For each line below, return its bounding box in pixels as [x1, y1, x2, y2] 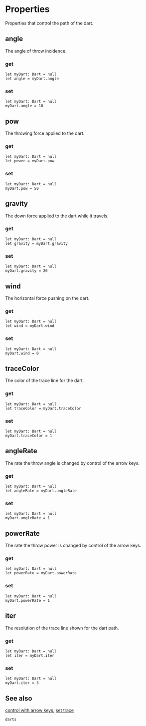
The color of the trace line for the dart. [5, 378, 84, 384]
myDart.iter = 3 [5, 680, 39, 685]
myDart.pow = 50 [5, 186, 39, 191]
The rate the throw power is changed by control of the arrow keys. [5, 542, 142, 549]
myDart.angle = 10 [5, 104, 43, 109]
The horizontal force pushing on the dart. [5, 295, 90, 301]
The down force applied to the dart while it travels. [5, 213, 109, 219]
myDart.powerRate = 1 [5, 598, 50, 603]
